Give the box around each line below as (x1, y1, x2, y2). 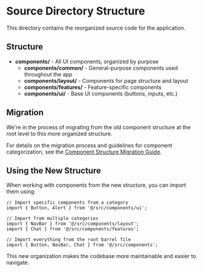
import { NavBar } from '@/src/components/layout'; (6, 221, 139, 227)
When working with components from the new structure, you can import (6, 181, 186, 189)
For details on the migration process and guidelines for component (6, 141, 172, 149)
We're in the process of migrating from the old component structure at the (6, 123, 191, 131)
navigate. (6, 259, 30, 267)
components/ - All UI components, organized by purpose (15, 57, 159, 65)
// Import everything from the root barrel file (6, 237, 131, 243)
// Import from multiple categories (6, 216, 99, 222)
